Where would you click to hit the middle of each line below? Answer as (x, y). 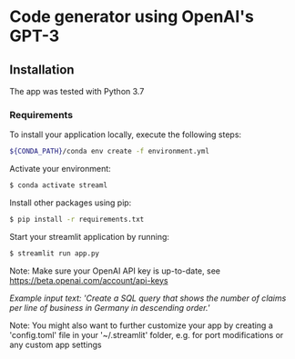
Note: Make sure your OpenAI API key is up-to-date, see (115, 271)
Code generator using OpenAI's (132, 17)
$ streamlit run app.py (55, 253)
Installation (42, 70)
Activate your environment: (60, 169)
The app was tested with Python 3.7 (77, 91)
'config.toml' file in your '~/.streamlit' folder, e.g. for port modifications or (147, 334)
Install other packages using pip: (71, 203)
